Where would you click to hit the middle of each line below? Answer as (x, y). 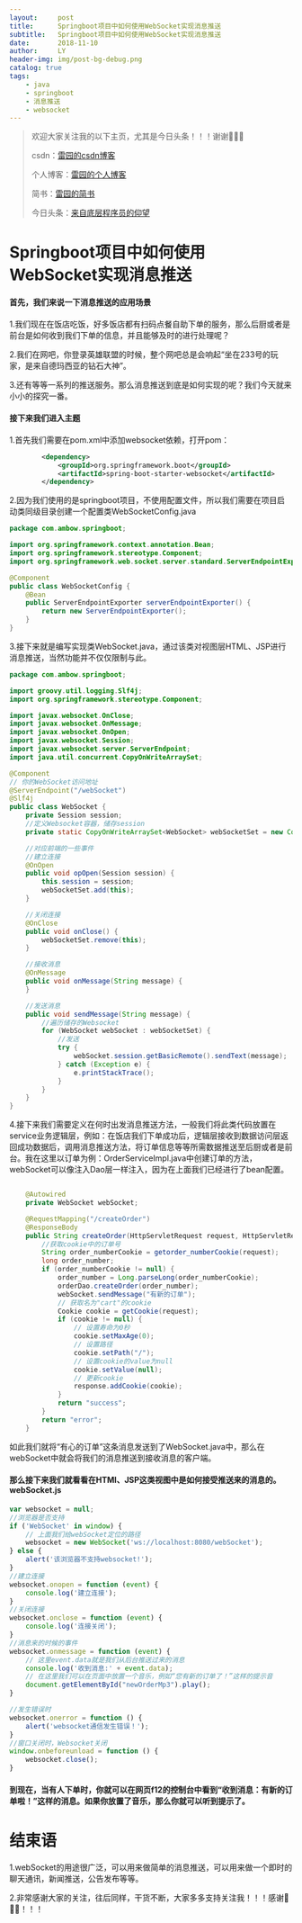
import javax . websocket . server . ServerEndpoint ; (100, 749)
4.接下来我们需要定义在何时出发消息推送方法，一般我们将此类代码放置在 (143, 1125)
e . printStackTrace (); (114, 1073)
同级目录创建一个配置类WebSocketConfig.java (111, 512)
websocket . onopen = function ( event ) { (84, 1585)
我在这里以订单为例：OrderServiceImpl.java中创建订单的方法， (141, 1158)
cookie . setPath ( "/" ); (114, 1352)
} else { (26, 1551)
